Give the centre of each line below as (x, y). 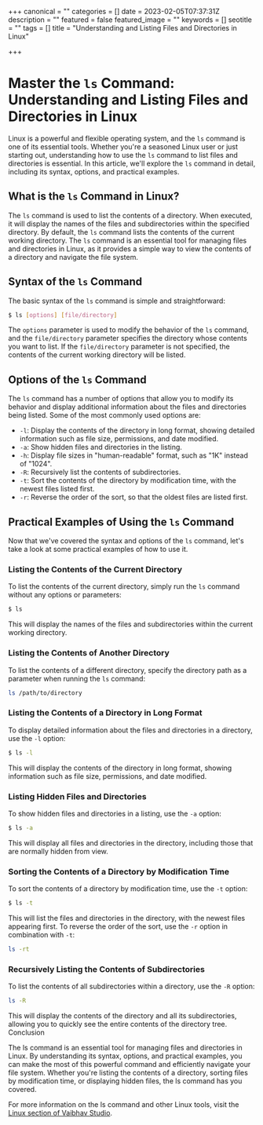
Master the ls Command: (91, 84)
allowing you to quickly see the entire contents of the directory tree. (118, 1024)
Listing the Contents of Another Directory (89, 653)
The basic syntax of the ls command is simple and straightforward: (117, 301)
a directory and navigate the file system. (73, 257)
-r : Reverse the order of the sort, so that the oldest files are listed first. (133, 497)
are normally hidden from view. (58, 851)
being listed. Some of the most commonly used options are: (105, 415)
